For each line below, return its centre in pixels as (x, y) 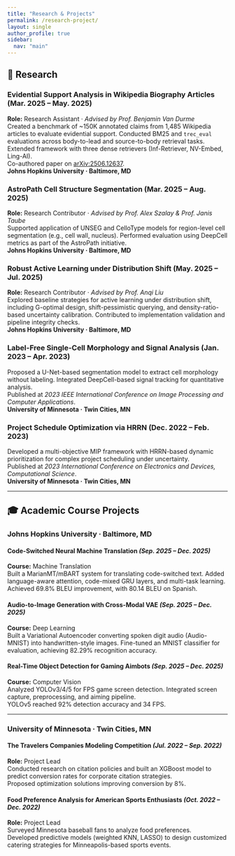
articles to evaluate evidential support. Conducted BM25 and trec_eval (109, 133)
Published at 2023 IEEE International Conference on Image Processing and (115, 394)
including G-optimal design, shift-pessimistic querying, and (93, 307)
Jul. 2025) (25, 277)
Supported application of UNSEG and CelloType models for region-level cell (116, 228)
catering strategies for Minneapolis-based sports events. (89, 845)
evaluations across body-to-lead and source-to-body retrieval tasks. (106, 141)
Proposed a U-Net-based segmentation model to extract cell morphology (113, 372)
